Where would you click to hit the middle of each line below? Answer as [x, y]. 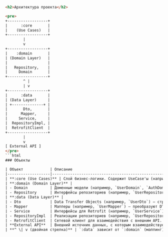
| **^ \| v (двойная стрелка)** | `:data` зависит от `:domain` [73, 230]
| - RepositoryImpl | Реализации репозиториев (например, [68, 216]
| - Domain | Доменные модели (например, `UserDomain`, [74, 188]
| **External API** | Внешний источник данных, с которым [68, 225]
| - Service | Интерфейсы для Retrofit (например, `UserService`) [85, 211]
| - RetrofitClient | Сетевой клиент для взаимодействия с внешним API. [84, 220]
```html [13, 156]
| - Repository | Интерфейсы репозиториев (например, [68, 192]
